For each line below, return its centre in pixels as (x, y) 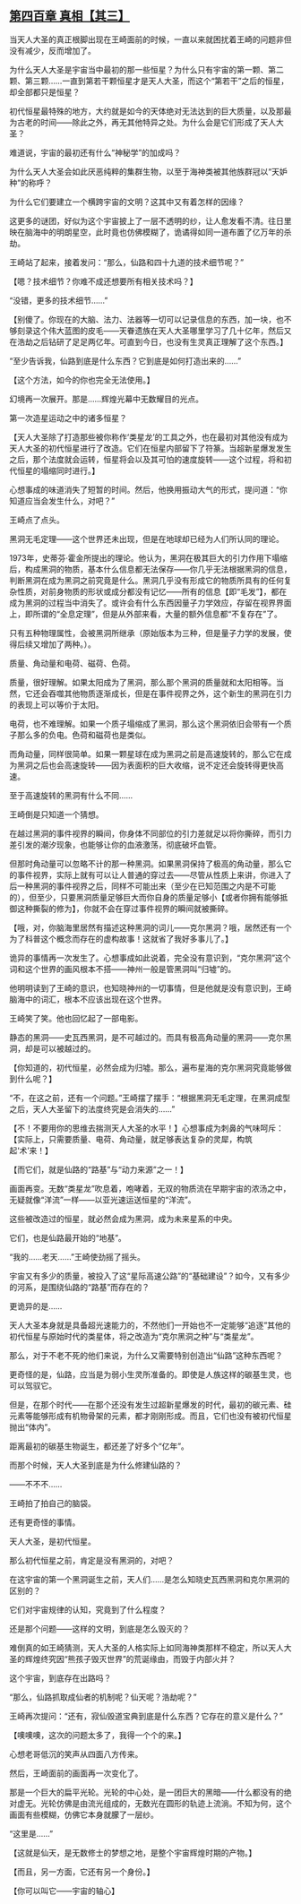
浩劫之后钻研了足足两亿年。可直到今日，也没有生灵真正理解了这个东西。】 (152, 341)
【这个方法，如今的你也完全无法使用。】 (82, 380)
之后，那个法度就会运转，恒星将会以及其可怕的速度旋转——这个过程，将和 (146, 459)
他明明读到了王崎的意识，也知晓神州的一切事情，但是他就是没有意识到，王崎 (150, 987)
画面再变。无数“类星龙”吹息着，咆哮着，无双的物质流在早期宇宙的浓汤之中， (150, 1188)
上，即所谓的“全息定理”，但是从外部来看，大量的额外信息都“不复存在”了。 (146, 614)
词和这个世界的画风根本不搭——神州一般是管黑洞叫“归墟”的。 (123, 969)
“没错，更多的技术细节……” (59, 300)
